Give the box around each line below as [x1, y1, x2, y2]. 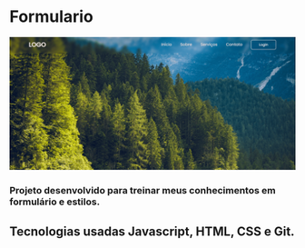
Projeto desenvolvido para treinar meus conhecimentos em [9, 184, 276, 197]
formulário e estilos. [9, 195, 101, 208]
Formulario [9, 6, 93, 27]
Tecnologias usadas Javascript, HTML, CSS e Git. [9, 223, 295, 239]
